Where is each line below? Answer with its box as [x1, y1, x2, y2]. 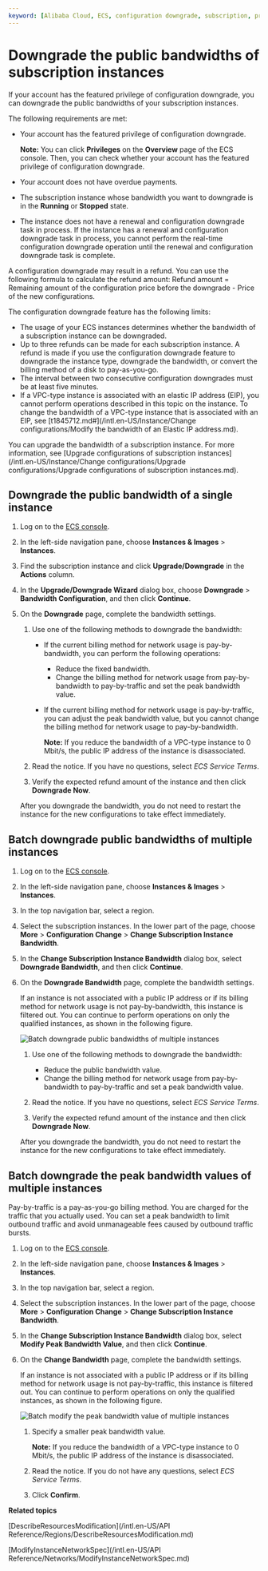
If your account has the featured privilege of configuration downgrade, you [8, 89, 254, 99]
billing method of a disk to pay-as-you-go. [19, 364, 159, 374]
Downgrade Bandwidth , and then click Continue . [19, 962, 183, 972]
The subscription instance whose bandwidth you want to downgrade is [19, 193, 254, 202]
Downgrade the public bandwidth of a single [8, 488, 233, 502]
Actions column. [19, 570, 75, 579]
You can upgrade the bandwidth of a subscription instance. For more [8, 439, 235, 449]
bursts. [8, 1228, 32, 1237]
